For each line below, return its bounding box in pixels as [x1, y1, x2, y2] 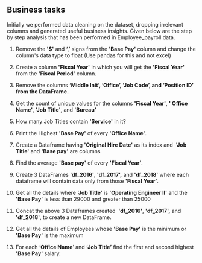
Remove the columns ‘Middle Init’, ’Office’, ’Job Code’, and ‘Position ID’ [15, 81, 194, 89]
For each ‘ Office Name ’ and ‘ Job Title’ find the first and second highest [15, 243, 194, 250]
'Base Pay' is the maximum [15, 232, 84, 239]
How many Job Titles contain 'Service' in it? [15, 118, 126, 125]
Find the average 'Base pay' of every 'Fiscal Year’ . [15, 159, 144, 166]
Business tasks [7, 5, 66, 15]
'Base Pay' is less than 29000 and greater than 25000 [15, 195, 151, 203]
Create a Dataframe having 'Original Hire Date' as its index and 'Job [15, 141, 187, 148]
